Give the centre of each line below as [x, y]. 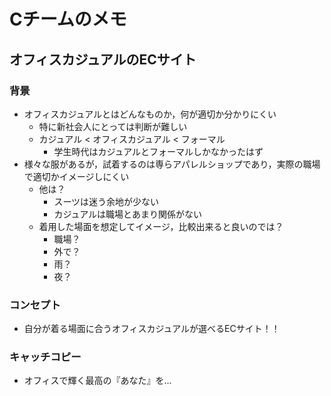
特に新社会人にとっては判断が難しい [113, 126]
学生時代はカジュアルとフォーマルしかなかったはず [158, 151]
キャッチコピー [45, 357]
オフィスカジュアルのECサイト [103, 59]
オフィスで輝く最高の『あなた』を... [97, 381]
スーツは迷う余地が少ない [106, 201]
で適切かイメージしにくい [76, 176]
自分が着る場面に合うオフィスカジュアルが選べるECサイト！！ [152, 329]
